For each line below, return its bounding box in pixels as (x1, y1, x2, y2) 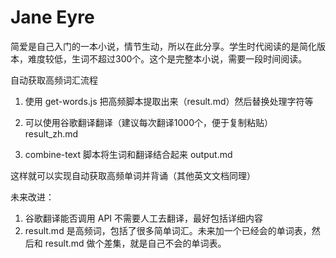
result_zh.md (24, 127, 79, 140)
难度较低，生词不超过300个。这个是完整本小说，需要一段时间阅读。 (27, 52, 308, 65)
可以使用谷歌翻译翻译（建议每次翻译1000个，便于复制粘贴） (24, 116, 273, 128)
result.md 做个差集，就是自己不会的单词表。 (44, 237, 227, 249)
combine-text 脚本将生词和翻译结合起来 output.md (24, 148, 233, 160)
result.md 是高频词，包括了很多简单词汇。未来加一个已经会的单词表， (24, 224, 312, 236)
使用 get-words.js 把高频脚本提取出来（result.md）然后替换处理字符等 (24, 95, 314, 107)
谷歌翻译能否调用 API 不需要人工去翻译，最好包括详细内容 (24, 212, 264, 224)
